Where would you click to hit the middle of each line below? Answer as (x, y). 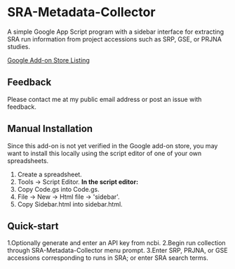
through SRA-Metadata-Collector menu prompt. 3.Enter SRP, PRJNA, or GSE (117, 251)
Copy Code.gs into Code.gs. (58, 189)
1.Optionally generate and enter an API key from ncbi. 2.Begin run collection (116, 243)
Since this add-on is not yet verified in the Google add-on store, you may (113, 145)
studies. (19, 46)
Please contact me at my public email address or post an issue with (105, 99)
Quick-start (33, 226)
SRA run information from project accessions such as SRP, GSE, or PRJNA (115, 39)
